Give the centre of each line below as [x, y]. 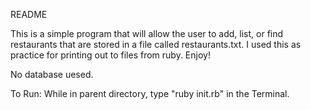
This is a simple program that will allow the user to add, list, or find [147, 33]
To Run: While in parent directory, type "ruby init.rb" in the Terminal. [150, 93]
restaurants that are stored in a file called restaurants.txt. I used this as [156, 44]
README [29, 14]
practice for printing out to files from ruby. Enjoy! [110, 55]
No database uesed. [52, 74]
